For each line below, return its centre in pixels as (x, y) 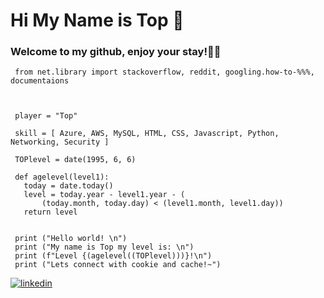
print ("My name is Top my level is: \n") (104, 247)
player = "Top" (46, 116)
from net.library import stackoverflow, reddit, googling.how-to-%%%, (164, 72)
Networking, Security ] (60, 142)
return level (50, 212)
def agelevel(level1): (62, 177)
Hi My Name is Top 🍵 (97, 20)
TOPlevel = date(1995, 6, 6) (75, 160)
